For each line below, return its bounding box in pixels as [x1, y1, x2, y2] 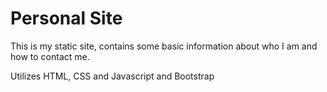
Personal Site [10, 7, 123, 30]
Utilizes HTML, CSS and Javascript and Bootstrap [10, 70, 215, 82]
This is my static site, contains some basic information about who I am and [10, 40, 318, 52]
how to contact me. [10, 50, 90, 62]
